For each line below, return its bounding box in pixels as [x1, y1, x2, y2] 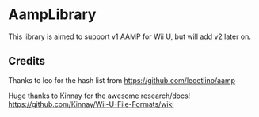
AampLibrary [8, 6, 97, 24]
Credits [8, 55, 46, 68]
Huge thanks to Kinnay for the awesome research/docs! [8, 91, 191, 100]
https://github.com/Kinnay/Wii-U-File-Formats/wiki [8, 99, 174, 108]
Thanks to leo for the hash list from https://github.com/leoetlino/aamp [8, 75, 236, 85]
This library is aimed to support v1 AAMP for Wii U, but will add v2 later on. [8, 32, 252, 41]
